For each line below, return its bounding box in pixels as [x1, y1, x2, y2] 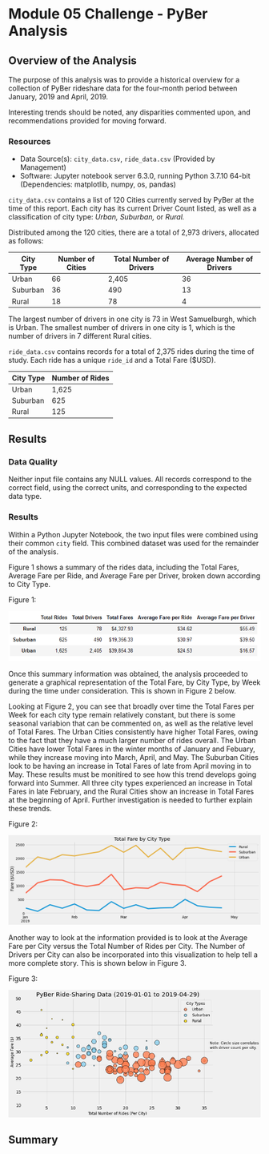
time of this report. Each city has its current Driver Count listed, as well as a [8, 203, 257, 213]
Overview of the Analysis [8, 54, 138, 67]
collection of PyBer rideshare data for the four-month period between [8, 83, 238, 93]
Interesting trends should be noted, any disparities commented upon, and [8, 107, 251, 117]
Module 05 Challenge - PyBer [8, 5, 208, 23]
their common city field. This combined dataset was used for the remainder [8, 538, 259, 548]
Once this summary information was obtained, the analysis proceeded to [8, 669, 248, 678]
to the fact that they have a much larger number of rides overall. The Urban [8, 735, 256, 745]
